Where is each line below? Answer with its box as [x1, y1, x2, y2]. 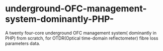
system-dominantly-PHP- [5, 13, 114, 25]
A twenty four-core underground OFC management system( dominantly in [5, 30, 157, 36]
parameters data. [5, 40, 41, 46]
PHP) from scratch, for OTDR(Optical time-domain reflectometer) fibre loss [5, 35, 159, 41]
